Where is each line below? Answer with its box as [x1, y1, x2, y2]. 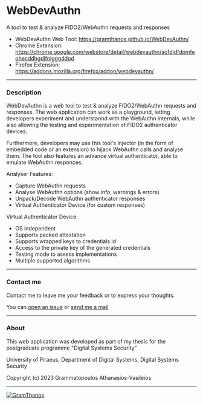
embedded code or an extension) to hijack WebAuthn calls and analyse [6, 146, 184, 153]
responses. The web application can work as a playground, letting [6, 108, 170, 116]
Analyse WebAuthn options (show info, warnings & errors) [14, 189, 160, 196]
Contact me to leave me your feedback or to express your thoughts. [6, 292, 175, 299]
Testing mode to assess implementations [14, 250, 117, 258]
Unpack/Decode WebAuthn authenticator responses [14, 195, 146, 203]
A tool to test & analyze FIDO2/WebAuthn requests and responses [6, 24, 170, 31]
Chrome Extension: [14, 42, 63, 49]
